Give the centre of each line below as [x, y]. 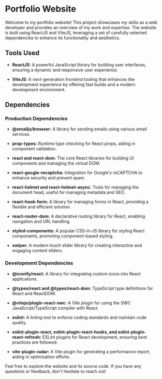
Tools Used [22, 53]
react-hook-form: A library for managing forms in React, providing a [80, 202]
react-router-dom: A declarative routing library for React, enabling [79, 216]
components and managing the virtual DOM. [56, 163]
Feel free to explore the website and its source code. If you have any [73, 366]
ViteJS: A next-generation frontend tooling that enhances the [73, 79]
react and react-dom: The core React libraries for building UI [73, 158]
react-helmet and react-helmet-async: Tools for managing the [75, 187]
